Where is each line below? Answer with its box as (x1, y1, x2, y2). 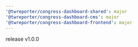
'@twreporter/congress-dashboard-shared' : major (5, 8, 127, 15)
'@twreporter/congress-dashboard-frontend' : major (5, 19, 133, 25)
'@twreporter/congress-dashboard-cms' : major (5, 14, 119, 20)
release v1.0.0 (5, 36, 40, 43)
